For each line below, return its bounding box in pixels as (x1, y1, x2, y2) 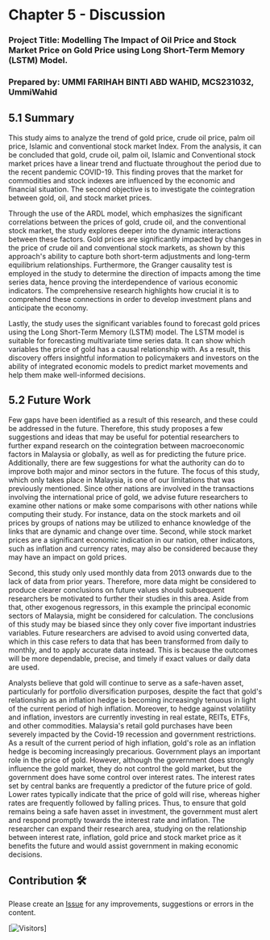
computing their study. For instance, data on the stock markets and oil (8, 509, 241, 518)
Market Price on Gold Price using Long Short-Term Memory (8, 44, 246, 56)
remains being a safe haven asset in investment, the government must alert (8, 806, 258, 816)
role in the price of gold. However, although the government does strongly (8, 755, 255, 765)
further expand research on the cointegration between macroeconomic (8, 440, 245, 450)
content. (8, 908, 36, 917)
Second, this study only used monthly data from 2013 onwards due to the (8, 568, 252, 577)
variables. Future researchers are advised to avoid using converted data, (8, 627, 250, 637)
